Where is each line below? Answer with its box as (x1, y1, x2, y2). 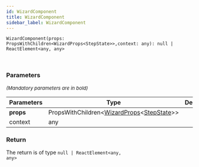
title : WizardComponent (6, 14, 65, 20)
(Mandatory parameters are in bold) (6, 84, 88, 91)
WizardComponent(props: (6, 36, 65, 42)
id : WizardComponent (6, 8, 57, 15)
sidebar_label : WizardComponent (6, 19, 86, 25)
